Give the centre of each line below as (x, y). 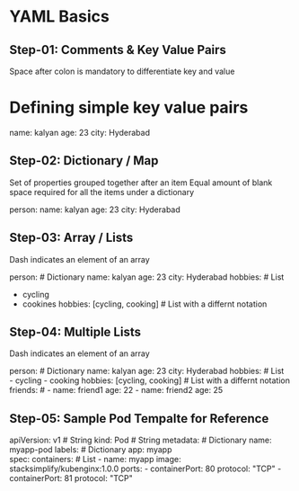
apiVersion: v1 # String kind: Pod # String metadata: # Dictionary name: (141, 440)
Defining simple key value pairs (129, 107)
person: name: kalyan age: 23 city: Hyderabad (95, 210)
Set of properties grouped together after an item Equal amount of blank (141, 183)
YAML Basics (59, 17)
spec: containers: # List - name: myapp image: (95, 460)
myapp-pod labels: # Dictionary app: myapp (91, 450)
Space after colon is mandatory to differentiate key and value (122, 71)
